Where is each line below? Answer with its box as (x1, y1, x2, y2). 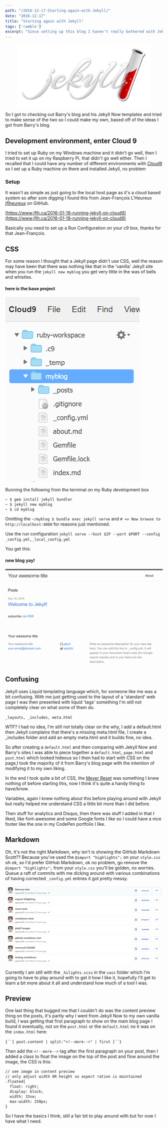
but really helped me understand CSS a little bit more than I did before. (5, 801, 150, 807)
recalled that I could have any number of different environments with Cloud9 (5, 160, 162, 166)
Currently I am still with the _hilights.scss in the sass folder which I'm (5, 969, 150, 975)
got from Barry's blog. (5, 122, 51, 128)
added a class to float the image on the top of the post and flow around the (5, 1053, 160, 1059)
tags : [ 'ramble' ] (5, 24, 41, 29)
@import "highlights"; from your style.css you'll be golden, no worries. (5, 865, 155, 871)
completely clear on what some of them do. (5, 704, 95, 710)
